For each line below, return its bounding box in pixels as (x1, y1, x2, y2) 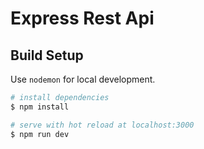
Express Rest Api (10, 7, 155, 30)
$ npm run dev (10, 129, 70, 139)
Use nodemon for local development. (10, 73, 156, 85)
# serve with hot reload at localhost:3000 (10, 120, 195, 130)
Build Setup (10, 47, 84, 64)
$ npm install (10, 102, 70, 112)
